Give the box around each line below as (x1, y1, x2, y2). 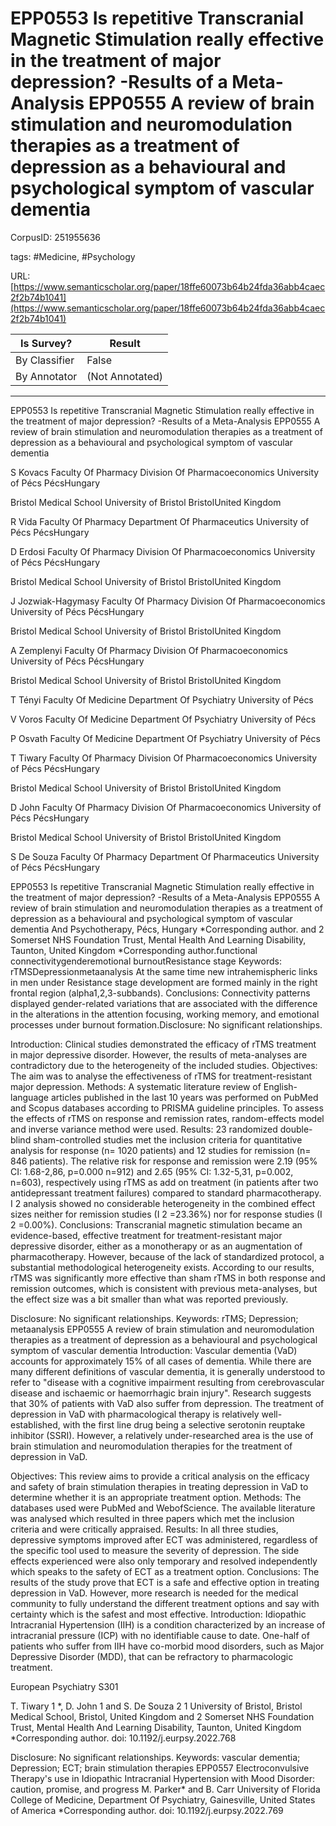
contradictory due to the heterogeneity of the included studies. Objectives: (10, 1059, 318, 1071)
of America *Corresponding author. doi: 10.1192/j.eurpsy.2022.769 (10, 1804, 284, 1816)
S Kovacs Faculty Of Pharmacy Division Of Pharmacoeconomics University (10, 466, 320, 478)
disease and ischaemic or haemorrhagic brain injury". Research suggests (10, 1387, 312, 1399)
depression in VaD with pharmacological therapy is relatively (10, 1408, 260, 1420)
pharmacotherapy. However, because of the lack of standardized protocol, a (10, 1250, 325, 1262)
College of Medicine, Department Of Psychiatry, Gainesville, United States (10, 1793, 316, 1806)
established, (10, 1418, 61, 1431)
